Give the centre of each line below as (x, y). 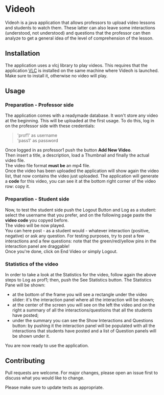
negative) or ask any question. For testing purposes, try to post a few (75, 236)
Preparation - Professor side (39, 105)
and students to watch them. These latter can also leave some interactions (80, 27)
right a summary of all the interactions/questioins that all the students (82, 310)
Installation (23, 54)
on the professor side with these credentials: (50, 126)
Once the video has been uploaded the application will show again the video (82, 171)
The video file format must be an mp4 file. (48, 166)
